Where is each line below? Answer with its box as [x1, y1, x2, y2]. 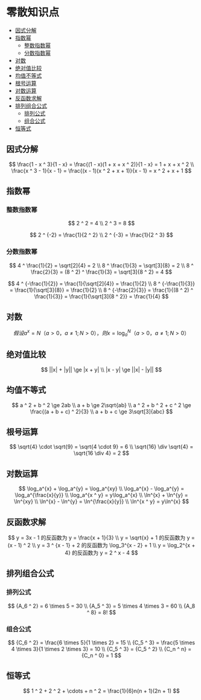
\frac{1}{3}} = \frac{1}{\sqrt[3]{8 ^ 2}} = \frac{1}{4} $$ [34, 292, 169, 300]
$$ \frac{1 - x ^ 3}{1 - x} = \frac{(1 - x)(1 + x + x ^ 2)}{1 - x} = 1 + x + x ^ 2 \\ [8, 161, 194, 168]
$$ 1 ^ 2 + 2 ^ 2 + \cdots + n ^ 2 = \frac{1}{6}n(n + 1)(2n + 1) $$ [23, 687, 180, 695]
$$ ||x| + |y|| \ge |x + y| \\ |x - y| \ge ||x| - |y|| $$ [40, 366, 162, 373]
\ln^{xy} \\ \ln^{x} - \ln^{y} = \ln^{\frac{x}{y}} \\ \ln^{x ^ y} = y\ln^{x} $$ [14, 498, 189, 505]
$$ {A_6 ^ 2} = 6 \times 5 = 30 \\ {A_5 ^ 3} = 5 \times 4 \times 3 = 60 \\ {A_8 [7, 602, 196, 609]
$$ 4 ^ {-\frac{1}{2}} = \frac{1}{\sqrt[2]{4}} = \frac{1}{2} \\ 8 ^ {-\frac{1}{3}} [8, 280, 195, 287]
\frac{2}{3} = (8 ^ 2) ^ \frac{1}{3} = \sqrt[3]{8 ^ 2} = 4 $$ [30, 268, 173, 275]
